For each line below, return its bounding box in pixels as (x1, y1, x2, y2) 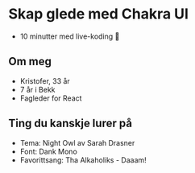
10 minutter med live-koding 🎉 (19, 31, 120, 41)
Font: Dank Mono (19, 146, 78, 156)
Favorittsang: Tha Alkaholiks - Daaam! (19, 154, 147, 165)
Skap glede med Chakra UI (8, 5, 189, 23)
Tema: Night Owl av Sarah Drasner (19, 138, 135, 147)
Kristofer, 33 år (19, 76, 70, 85)
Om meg (8, 55, 52, 68)
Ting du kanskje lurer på (8, 117, 133, 130)
